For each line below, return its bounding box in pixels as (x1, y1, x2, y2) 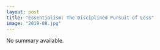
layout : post (6, 9, 40, 15)
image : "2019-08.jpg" (6, 20, 62, 26)
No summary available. (6, 37, 64, 45)
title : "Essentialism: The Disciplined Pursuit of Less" (6, 15, 155, 21)
